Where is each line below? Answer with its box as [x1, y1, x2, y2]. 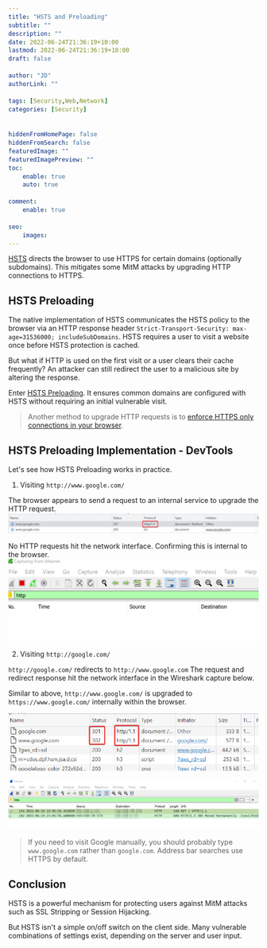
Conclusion [8, 877, 67, 891]
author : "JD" [8, 72, 52, 80]
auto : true [22, 181, 59, 189]
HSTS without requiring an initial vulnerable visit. [8, 396, 168, 406]
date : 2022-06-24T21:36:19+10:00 [8, 38, 119, 46]
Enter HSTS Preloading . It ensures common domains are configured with [8, 388, 246, 398]
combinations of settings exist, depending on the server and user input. [8, 931, 242, 941]
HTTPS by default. [27, 854, 89, 864]
